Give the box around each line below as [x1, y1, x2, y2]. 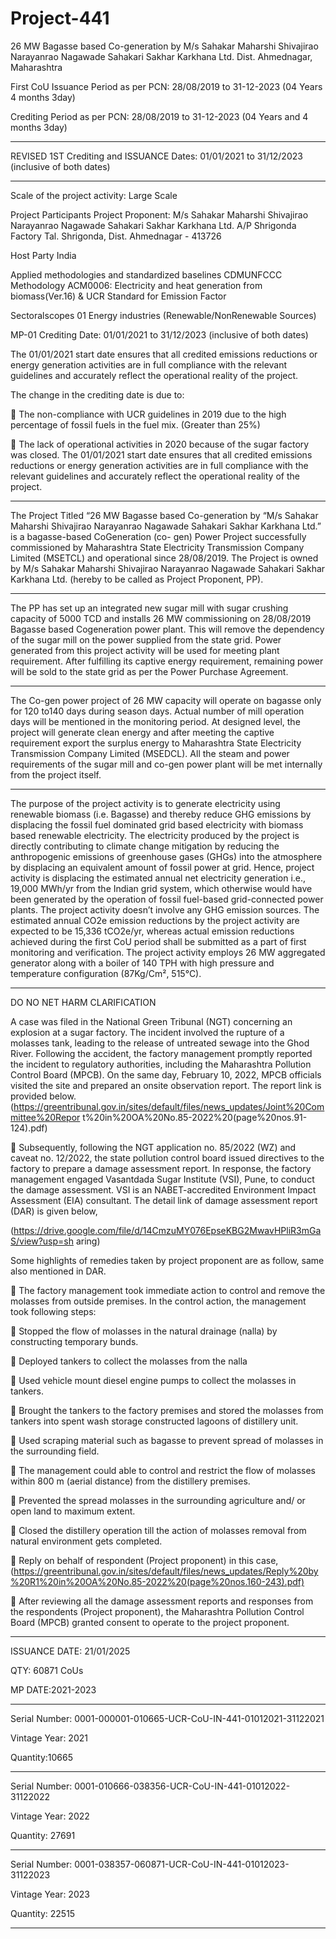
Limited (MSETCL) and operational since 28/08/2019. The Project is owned [10, 552, 319, 564]
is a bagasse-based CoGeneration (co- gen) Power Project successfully [10, 530, 307, 542]
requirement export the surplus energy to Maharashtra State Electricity [10, 737, 302, 749]
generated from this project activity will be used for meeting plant [10, 644, 280, 656]
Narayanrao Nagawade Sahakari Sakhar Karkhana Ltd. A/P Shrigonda [10, 219, 297, 231]
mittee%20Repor [10, 1111, 81, 1123]
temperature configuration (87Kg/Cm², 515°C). [10, 967, 202, 979]
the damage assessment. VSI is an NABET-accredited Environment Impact [10, 1183, 317, 1196]
